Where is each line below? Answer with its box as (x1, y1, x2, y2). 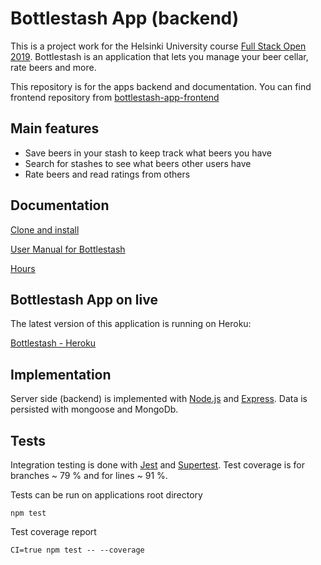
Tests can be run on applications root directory (10, 489, 203, 501)
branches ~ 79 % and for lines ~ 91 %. (10, 470, 168, 481)
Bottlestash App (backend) (10, 7, 240, 30)
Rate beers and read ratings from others (24, 168, 191, 180)
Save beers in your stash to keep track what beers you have (24, 147, 273, 159)
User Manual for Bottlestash (10, 243, 126, 255)
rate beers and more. (10, 61, 97, 73)
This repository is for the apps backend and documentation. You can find (10, 80, 312, 92)
